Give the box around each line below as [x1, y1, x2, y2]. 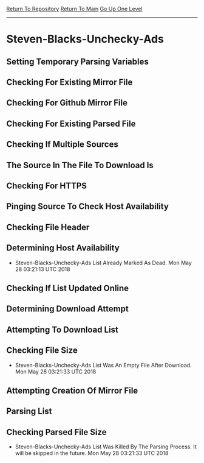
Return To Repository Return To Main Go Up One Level [6, 5, 143, 12]
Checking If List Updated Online [6, 283, 129, 293]
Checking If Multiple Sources [6, 140, 118, 150]
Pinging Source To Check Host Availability [6, 201, 169, 212]
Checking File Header [6, 222, 90, 232]
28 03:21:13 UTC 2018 [15, 265, 70, 273]
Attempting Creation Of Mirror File [6, 385, 138, 395]
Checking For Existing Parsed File [6, 118, 136, 129]
